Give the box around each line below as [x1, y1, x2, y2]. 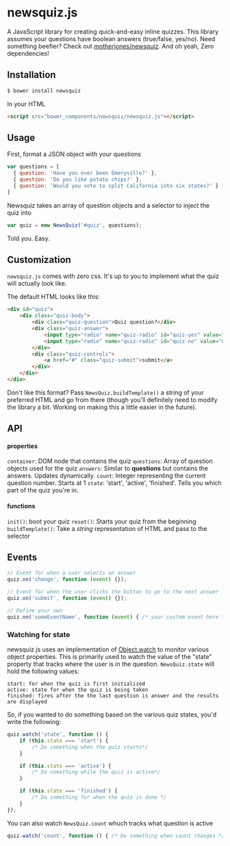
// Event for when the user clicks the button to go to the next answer [7, 588, 219, 595]
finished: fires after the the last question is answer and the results [7, 693, 219, 699]
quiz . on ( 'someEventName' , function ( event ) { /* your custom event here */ [7, 613, 228, 621]
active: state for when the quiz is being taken [7, 686, 149, 693]
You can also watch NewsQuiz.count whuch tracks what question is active [7, 819, 214, 827]
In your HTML [7, 99, 46, 108]
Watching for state [7, 630, 71, 639]
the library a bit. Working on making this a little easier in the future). [7, 403, 197, 411]
